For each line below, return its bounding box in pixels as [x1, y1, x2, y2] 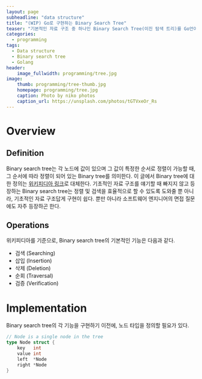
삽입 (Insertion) [14, 257, 52, 265]
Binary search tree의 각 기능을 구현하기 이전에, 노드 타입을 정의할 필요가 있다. [6, 322, 189, 329]
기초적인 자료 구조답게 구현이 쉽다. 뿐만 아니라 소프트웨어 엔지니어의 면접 [14, 195, 185, 202]
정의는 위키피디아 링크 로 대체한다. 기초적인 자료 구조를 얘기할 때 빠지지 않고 [12, 180, 189, 187]
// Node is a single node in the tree [6, 334, 103, 340]
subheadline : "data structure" [6, 14, 85, 20]
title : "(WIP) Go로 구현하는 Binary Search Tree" [6, 20, 127, 26]
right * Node [17, 362, 47, 368]
